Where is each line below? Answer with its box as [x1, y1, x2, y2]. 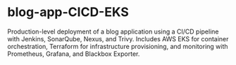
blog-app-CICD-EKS [7, 4, 129, 20]
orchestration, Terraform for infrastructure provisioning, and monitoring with [7, 42, 228, 50]
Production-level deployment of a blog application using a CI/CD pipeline [7, 27, 219, 36]
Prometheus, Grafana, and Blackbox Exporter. [7, 50, 140, 58]
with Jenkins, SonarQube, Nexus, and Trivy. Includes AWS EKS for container [7, 34, 229, 43]
